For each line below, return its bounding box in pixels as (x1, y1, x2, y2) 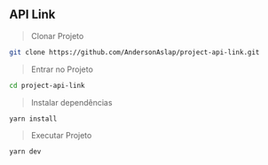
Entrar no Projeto (30, 64, 93, 75)
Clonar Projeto (30, 30, 84, 41)
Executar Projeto (30, 130, 92, 141)
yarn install (9, 114, 58, 123)
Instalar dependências (30, 97, 113, 107)
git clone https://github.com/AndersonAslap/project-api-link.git (9, 48, 260, 57)
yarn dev (9, 147, 42, 156)
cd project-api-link (9, 81, 86, 90)
